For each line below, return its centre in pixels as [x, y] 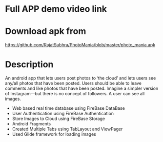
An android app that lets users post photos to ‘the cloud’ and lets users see [81, 78]
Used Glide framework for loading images [54, 134]
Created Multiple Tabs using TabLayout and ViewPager [67, 129]
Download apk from [46, 31]
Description [29, 65]
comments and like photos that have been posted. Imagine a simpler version [82, 88]
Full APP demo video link [56, 9]
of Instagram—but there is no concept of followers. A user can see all [75, 94]
